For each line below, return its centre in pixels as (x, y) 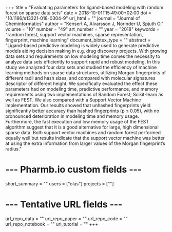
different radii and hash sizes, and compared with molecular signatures (80, 78)
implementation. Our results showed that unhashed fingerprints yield (78, 105)
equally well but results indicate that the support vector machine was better (85, 138)
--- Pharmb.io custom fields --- (74, 170)
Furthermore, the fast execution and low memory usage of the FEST (77, 122)
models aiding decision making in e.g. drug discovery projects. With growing (86, 51)
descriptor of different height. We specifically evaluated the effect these (81, 83)
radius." (14, 149)
